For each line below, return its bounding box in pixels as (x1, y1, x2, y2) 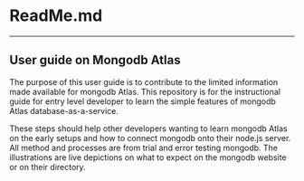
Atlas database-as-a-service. (9, 105, 119, 116)
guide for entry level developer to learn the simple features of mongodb (9, 96, 276, 107)
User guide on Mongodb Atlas (9, 52, 181, 68)
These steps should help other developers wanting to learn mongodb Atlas (9, 123, 288, 134)
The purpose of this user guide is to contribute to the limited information (9, 76, 279, 87)
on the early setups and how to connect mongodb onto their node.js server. (9, 132, 291, 143)
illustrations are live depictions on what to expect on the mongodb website (9, 151, 287, 163)
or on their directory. (9, 161, 86, 172)
